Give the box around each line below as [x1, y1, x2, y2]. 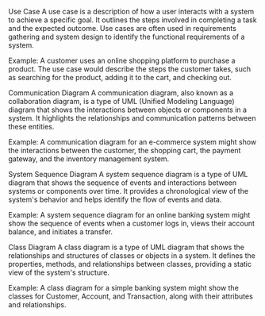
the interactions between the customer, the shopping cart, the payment [8, 146, 241, 155]
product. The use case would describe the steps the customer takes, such [8, 64, 252, 74]
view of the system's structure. [8, 268, 109, 277]
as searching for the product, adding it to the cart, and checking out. [8, 73, 232, 82]
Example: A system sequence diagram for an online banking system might [8, 210, 251, 219]
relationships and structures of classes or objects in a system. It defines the [8, 251, 255, 260]
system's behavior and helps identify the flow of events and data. [8, 195, 222, 204]
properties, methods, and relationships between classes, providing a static [8, 260, 252, 268]
